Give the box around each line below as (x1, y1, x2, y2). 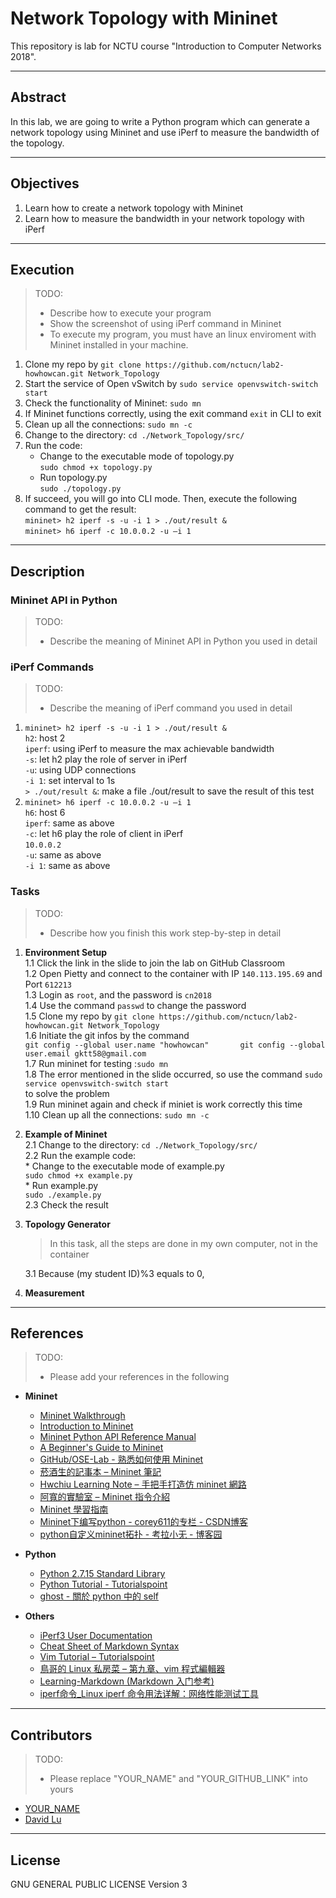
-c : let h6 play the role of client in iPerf (24, 828, 184, 840)
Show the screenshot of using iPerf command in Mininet (49, 318, 282, 330)
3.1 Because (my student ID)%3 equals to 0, (24, 1267, 205, 1279)
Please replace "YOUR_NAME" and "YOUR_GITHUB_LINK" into (49, 1773, 308, 1785)
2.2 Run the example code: (24, 1149, 137, 1161)
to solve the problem (24, 1087, 110, 1099)
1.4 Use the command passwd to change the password (24, 999, 247, 1011)
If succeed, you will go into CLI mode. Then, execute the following (24, 493, 298, 505)
